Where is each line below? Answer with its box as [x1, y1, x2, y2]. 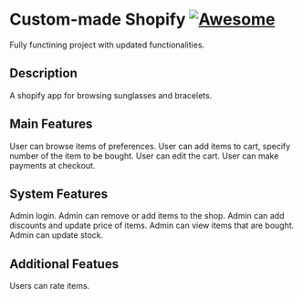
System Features [9, 186, 108, 201]
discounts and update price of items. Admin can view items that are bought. [9, 220, 295, 231]
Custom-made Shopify [9, 9, 186, 30]
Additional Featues [9, 256, 120, 272]
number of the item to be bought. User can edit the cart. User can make [9, 150, 279, 161]
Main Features [9, 117, 93, 132]
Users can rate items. [9, 281, 90, 292]
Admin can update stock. [9, 230, 104, 241]
